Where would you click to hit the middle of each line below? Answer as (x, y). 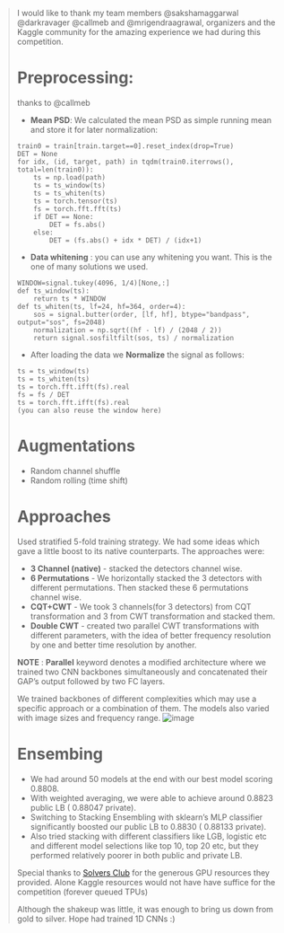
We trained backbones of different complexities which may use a (137, 699)
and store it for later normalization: (94, 129)
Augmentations (76, 446)
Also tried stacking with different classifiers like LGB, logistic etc (149, 836)
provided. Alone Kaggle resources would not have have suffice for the (146, 882)
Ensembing (60, 754)
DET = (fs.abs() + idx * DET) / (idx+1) (126, 240)
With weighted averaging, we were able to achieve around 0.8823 (152, 797)
